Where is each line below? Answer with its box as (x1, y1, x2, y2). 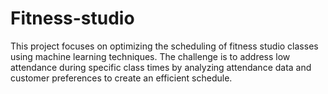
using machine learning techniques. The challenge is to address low (10, 50, 291, 62)
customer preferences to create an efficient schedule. (10, 72, 233, 84)
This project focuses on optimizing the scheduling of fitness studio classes (10, 40, 319, 52)
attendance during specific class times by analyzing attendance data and (10, 61, 312, 73)
